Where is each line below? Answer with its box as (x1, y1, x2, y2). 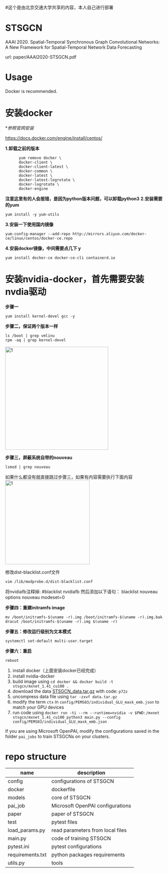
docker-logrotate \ (18, 181, 59, 187)
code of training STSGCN (51, 835, 111, 842)
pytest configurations (51, 843, 102, 850)
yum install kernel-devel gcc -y (5, 314, 75, 319)
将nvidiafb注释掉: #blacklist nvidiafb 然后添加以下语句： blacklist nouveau (5, 589, 158, 595)
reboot (5, 658, 19, 663)
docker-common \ (18, 168, 53, 173)
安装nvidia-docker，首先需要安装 (5, 273, 144, 285)
